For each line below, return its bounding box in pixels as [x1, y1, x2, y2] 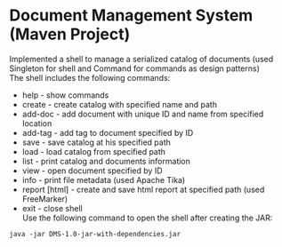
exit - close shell [21, 203, 83, 213]
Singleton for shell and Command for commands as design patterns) [9, 63, 261, 74]
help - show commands [21, 90, 109, 100]
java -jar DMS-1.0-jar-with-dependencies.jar [9, 229, 181, 238]
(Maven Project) [9, 24, 131, 44]
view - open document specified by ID [21, 165, 163, 176]
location [21, 117, 52, 129]
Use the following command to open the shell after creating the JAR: [21, 212, 273, 223]
